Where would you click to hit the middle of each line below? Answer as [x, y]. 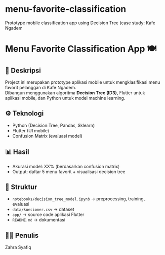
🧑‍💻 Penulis [22, 235]
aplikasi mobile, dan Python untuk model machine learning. [65, 98]
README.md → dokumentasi [39, 220]
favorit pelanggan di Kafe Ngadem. [41, 87]
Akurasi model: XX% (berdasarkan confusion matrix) [66, 166]
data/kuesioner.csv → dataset [43, 209]
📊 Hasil [17, 152]
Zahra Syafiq [18, 247]
